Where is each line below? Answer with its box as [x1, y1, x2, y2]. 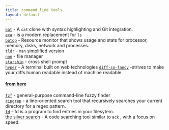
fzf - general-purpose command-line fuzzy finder [5, 92, 110, 98]
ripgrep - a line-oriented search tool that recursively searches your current [5, 97, 163, 104]
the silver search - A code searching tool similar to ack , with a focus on [5, 114, 155, 120]
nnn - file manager [5, 53, 43, 59]
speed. [5, 119, 20, 125]
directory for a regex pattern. [5, 103, 66, 109]
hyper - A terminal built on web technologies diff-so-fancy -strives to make [5, 64, 164, 70]
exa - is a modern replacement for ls [5, 31, 82, 38]
